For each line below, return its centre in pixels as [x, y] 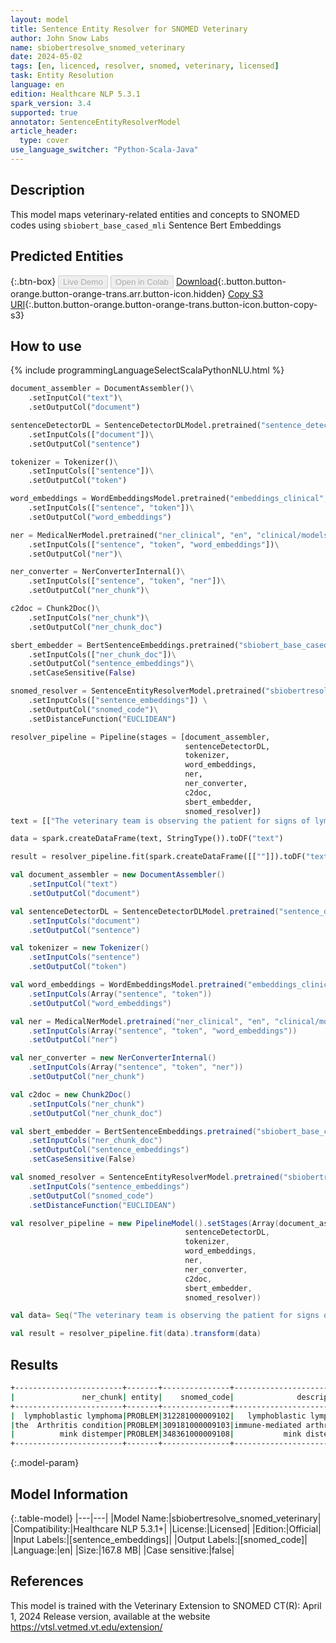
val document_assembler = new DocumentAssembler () [118, 875]
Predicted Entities [67, 256]
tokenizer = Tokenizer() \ [64, 462]
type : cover [44, 141]
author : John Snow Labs [60, 38]
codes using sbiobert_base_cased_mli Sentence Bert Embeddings [146, 225]
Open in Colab [141, 281]
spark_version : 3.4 [51, 103]
